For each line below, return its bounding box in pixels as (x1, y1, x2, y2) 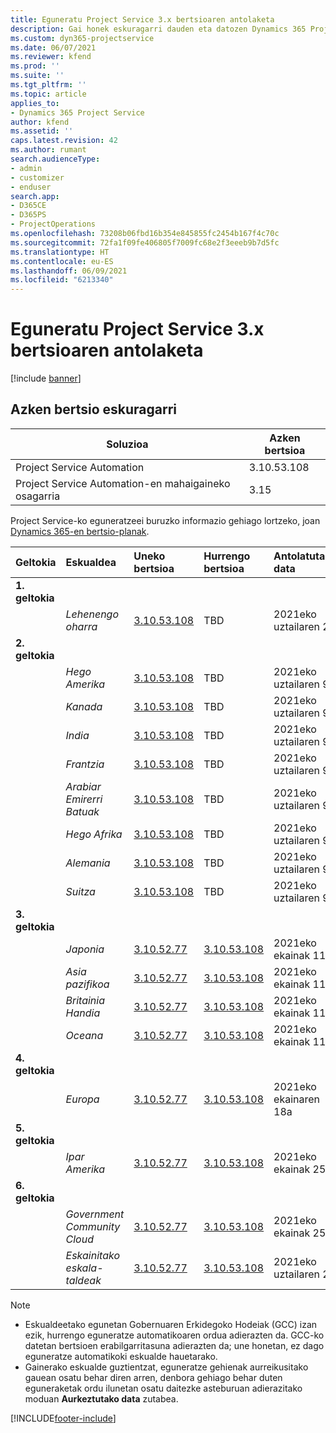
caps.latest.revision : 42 (10, 136, 118, 146)
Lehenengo (65, 607, 120, 621)
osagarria (15, 489, 61, 503)
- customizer (10, 172, 65, 183)
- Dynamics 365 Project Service (10, 107, 145, 118)
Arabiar (65, 779, 102, 793)
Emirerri (65, 792, 103, 806)
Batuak (65, 804, 100, 818)
